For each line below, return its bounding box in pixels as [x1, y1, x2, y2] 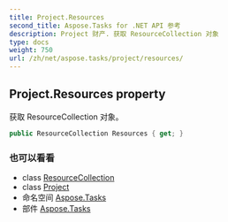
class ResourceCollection [21, 172, 115, 182]
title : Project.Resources [9, 12, 104, 22]
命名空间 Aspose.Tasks [21, 192, 107, 203]
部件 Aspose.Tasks [21, 203, 91, 213]
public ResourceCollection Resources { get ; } [9, 129, 184, 138]
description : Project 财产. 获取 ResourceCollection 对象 [9, 29, 219, 38]
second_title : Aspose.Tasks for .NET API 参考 [9, 21, 181, 30]
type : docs [9, 37, 49, 47]
